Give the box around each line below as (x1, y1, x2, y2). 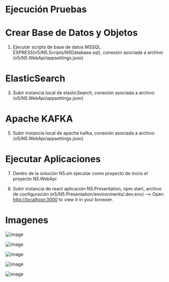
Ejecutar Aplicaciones (5, 154, 101, 165)
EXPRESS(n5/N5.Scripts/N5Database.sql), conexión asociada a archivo (12, 50, 163, 56)
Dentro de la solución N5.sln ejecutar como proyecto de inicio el (12, 170, 149, 176)
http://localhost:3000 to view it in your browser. (12, 196, 114, 203)
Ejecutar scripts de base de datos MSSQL (12, 44, 101, 50)
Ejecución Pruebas (5, 4, 87, 15)
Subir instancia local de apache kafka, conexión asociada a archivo (12, 130, 155, 136)
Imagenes (5, 214, 49, 226)
